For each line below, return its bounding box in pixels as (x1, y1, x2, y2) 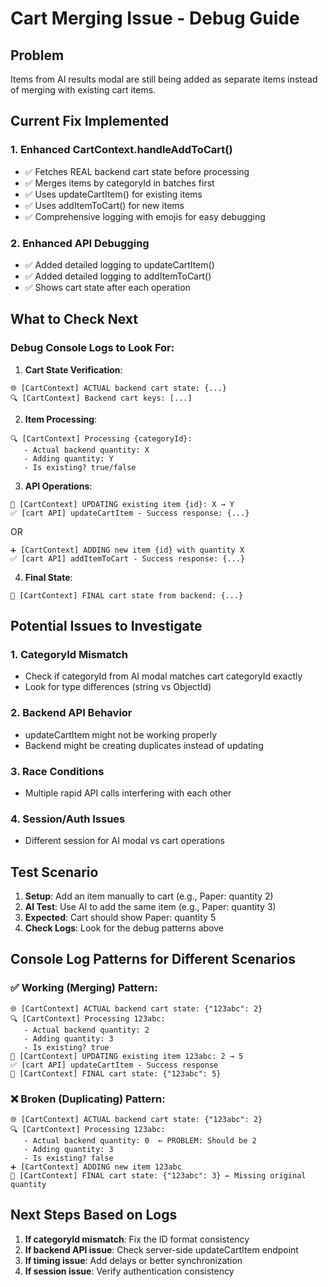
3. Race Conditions (10, 764, 105, 778)
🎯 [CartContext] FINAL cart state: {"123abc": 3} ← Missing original (10, 1171, 307, 1181)
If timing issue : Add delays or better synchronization (24, 1254, 243, 1266)
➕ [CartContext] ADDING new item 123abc (10, 1162, 182, 1172)
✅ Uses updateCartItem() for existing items (24, 188, 203, 200)
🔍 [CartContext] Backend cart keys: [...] (10, 393, 193, 403)
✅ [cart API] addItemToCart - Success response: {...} (10, 553, 246, 564)
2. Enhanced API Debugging (10, 236, 150, 250)
